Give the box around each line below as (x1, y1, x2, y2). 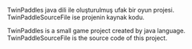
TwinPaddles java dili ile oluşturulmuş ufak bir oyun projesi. (7, 6, 175, 14)
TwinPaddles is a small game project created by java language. (7, 27, 186, 35)
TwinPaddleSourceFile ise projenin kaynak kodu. (7, 13, 145, 21)
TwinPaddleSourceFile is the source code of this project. (7, 34, 167, 42)
